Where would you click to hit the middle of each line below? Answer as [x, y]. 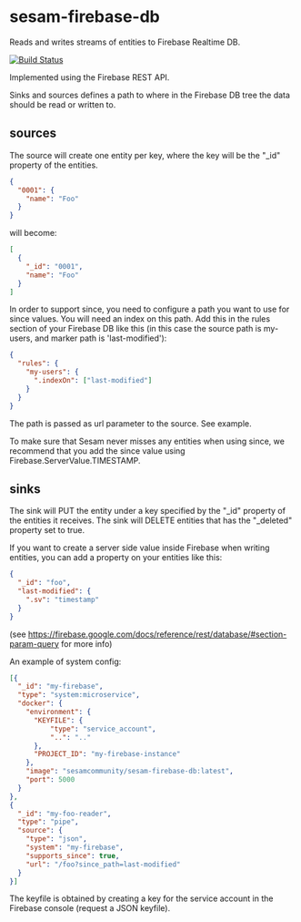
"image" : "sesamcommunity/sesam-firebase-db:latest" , [130, 772]
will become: [33, 233]
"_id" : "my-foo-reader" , [65, 814]
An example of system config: [65, 661]
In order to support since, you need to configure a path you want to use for [150, 309]
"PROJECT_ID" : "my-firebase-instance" [107, 754]
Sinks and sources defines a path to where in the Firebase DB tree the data [150, 95]
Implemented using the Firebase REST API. [90, 77]
